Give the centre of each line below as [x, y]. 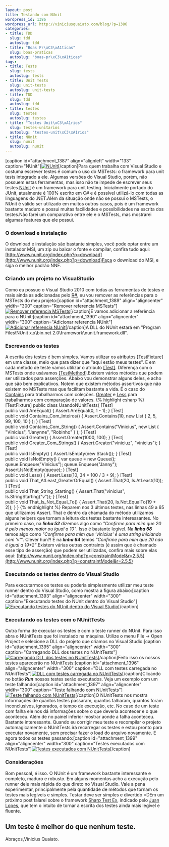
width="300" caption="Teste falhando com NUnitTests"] [64, 690]
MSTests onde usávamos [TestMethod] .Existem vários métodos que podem [84, 373]
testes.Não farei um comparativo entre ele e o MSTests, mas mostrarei [78, 215]
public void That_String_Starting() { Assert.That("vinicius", [65, 491]
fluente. [13, 811]
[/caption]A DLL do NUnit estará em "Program [113, 327]
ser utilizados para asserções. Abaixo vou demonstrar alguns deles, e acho [83, 378]
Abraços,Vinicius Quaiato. [32, 839]
